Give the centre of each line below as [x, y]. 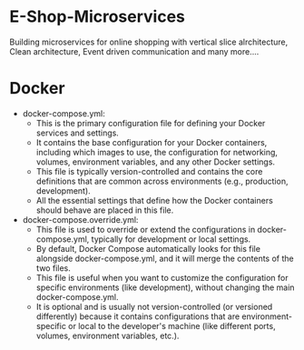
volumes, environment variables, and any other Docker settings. [155, 162]
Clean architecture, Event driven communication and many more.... [134, 51]
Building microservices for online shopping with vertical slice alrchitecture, [149, 42]
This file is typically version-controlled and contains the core [149, 171]
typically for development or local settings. [171, 239]
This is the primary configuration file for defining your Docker [151, 123]
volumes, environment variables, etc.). [108, 335]
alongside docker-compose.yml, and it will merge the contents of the [165, 258]
